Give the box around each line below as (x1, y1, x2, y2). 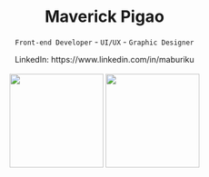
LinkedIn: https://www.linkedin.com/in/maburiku (15, 54, 194, 64)
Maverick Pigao (44, 6, 165, 27)
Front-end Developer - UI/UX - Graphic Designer (15, 36, 194, 47)
